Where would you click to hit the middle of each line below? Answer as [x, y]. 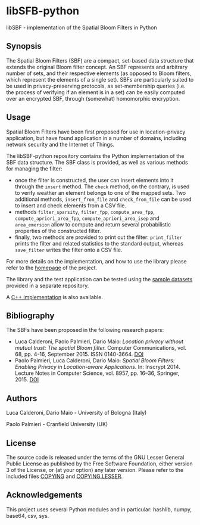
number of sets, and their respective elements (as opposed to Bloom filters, [99, 73]
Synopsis [24, 46]
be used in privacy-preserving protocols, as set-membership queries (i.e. [96, 86]
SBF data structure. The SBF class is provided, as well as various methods [97, 162]
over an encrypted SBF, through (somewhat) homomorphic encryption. [93, 98]
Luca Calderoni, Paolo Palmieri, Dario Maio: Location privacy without [99, 341]
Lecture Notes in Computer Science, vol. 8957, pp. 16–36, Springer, [97, 373]
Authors [22, 398]
